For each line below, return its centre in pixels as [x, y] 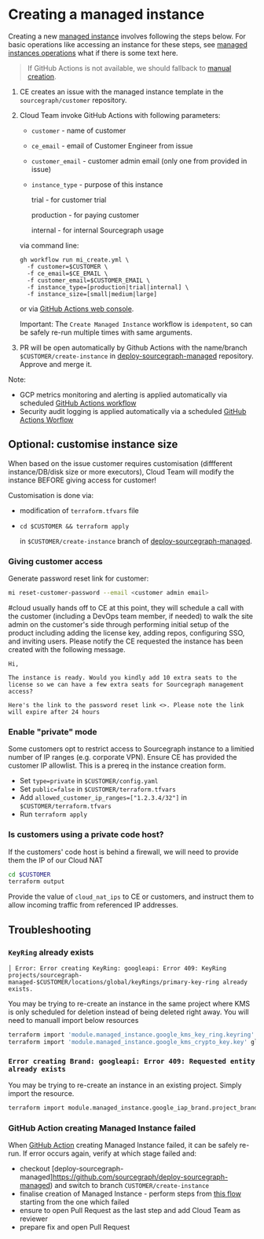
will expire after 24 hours [54, 712]
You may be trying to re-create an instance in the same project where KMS [129, 1003]
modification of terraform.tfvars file [79, 510]
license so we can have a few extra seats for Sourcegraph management [126, 684]
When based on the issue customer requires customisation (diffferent [121, 463]
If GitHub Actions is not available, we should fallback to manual [129, 68]
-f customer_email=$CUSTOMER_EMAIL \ [89, 280]
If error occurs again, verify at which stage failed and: [110, 1153]
